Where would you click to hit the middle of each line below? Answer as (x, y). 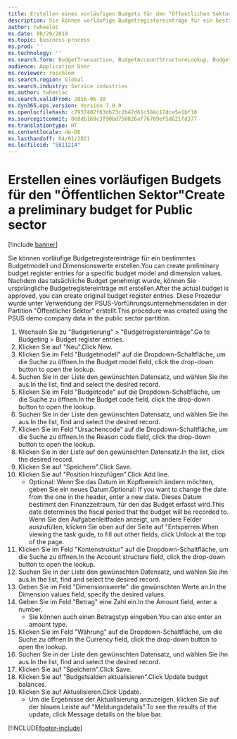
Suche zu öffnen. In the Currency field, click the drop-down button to (117, 639)
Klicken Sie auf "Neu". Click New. (65, 347)
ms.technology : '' (35, 54)
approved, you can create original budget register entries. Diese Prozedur (115, 296)
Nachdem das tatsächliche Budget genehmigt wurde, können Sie (102, 281)
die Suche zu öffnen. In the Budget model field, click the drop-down (116, 362)
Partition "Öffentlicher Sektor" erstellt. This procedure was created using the (118, 311)
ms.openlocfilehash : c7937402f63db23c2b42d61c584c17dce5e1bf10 (103, 112)
